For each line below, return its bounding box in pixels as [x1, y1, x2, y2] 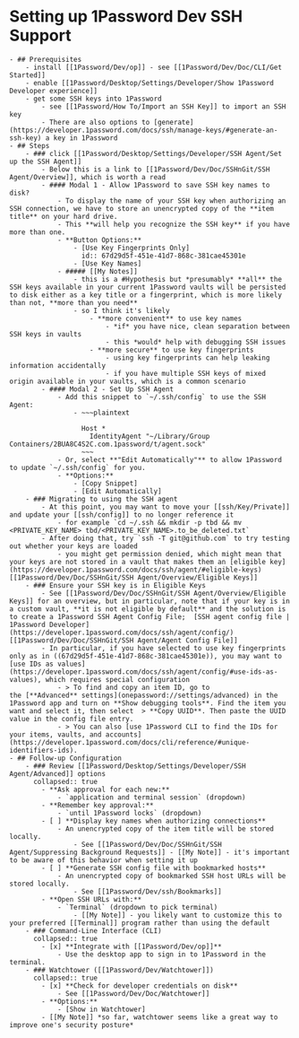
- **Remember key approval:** [41, 800, 154, 809]
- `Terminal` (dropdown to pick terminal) [56, 903, 218, 912]
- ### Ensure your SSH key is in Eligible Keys [25, 580, 206, 589]
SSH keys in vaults [9, 329, 82, 338]
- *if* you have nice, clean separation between [105, 321, 291, 331]
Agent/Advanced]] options [9, 769, 106, 778]
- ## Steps [9, 141, 50, 150]
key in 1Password [53, 133, 118, 143]
